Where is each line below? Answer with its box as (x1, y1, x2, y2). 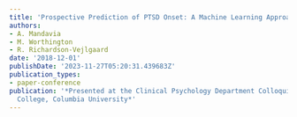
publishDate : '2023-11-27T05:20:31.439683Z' (9, 62, 176, 71)
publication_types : (9, 70, 81, 79)
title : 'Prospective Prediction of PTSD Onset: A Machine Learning (9, 12, 263, 22)
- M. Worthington (9, 37, 73, 47)
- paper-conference (9, 78, 81, 87)
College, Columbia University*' (17, 94, 137, 104)
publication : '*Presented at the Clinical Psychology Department (9, 86, 255, 95)
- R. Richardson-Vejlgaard (9, 46, 109, 55)
